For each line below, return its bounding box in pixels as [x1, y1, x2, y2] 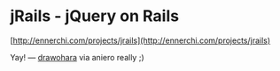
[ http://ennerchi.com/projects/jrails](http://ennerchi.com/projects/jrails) [10, 35, 271, 46]
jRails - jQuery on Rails [10, 6, 180, 26]
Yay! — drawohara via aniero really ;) [10, 52, 144, 62]
